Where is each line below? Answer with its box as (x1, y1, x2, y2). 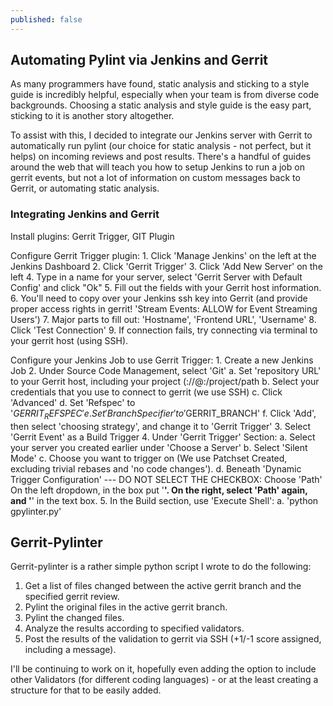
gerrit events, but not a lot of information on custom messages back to (10, 172, 301, 184)
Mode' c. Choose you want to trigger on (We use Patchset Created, (10, 452, 288, 464)
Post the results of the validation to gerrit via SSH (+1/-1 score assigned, (24, 633, 322, 645)
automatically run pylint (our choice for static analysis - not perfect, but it (10, 140, 312, 152)
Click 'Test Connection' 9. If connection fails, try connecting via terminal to (10, 324, 318, 336)
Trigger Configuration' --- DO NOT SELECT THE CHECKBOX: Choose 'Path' (10, 473, 323, 485)
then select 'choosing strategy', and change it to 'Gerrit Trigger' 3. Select (10, 420, 312, 432)
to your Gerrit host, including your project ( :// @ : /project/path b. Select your (10, 375, 320, 387)
